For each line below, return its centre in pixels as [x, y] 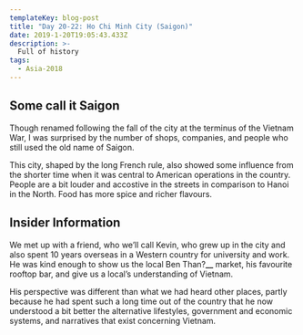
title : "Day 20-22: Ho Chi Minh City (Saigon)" [101, 26]
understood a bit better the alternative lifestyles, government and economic [151, 310]
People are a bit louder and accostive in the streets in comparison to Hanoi [149, 184]
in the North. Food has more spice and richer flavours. [111, 194]
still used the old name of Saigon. [72, 147]
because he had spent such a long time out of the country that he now [141, 301]
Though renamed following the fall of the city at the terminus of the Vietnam [151, 128]
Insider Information [65, 223]
